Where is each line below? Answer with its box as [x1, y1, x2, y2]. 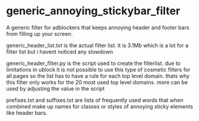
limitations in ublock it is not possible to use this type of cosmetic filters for [6, 66, 191, 73]
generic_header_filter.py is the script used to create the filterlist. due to [6, 60, 181, 67]
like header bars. [6, 109, 48, 116]
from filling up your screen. [6, 30, 73, 37]
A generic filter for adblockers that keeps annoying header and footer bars [6, 24, 189, 31]
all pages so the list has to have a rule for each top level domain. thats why [6, 72, 190, 79]
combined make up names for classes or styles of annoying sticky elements [6, 103, 193, 110]
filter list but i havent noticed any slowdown [6, 48, 114, 55]
